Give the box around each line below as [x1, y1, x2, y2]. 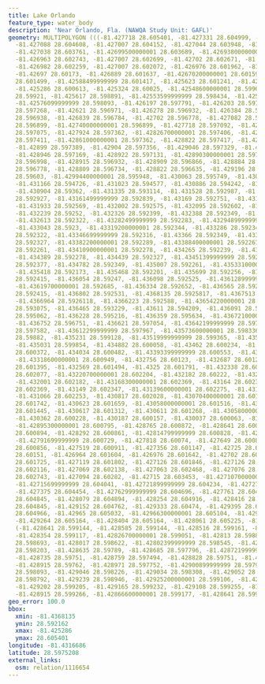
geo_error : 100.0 [8, 597, 65, 605]
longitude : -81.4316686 [8, 641, 87, 650]
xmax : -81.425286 [15, 627, 73, 635]
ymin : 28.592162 [15, 619, 69, 627]
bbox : [8, 604, 26, 613]
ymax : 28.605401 [15, 634, 69, 642]
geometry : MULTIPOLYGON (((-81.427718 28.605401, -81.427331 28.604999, [8, 33, 252, 42]
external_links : [8, 656, 62, 664]
